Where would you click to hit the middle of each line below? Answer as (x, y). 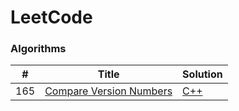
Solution (202, 74)
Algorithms (38, 49)
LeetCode (51, 17)
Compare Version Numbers (108, 91)
